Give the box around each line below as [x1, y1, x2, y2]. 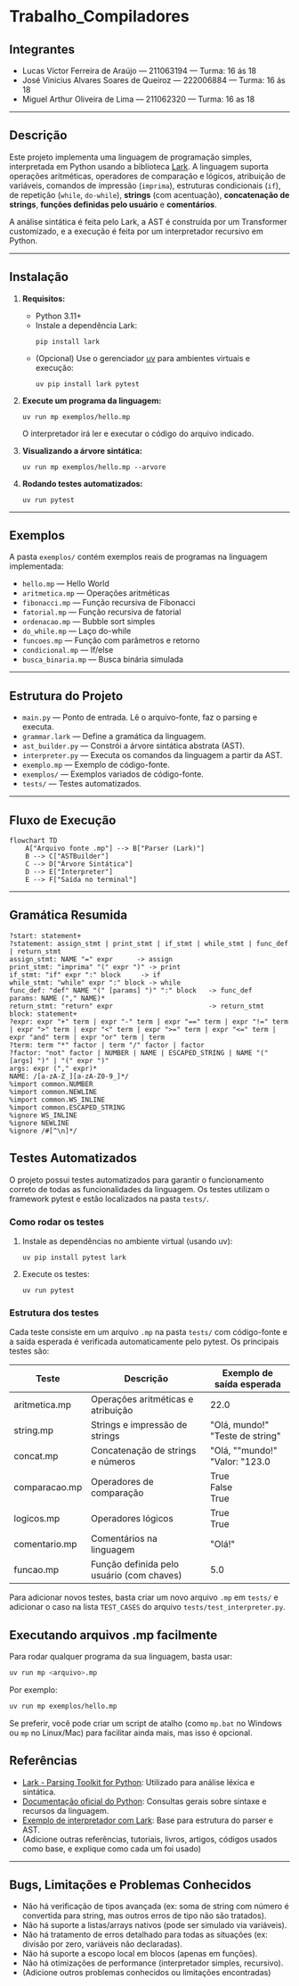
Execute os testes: [21, 1268, 91, 1279]
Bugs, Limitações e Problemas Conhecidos [9, 1877, 252, 1892]
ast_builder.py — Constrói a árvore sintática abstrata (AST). [21, 740, 246, 751]
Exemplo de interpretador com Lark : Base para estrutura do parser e [21, 1815, 274, 1825]
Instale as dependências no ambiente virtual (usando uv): [21, 1235, 233, 1246]
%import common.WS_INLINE [9, 1095, 105, 1104]
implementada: [9, 561, 64, 572]
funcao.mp [13, 1563, 60, 1576]
